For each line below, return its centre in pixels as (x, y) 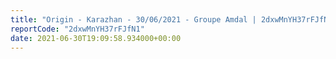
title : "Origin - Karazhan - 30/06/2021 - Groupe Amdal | (133, 19)
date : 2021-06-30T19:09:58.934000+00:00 (96, 38)
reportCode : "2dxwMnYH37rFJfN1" (77, 29)
